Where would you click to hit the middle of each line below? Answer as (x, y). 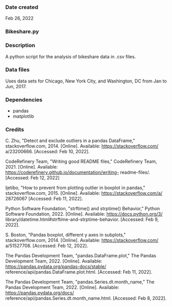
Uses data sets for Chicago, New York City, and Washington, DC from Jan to (86, 81)
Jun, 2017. (16, 86)
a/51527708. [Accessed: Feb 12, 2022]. (47, 246)
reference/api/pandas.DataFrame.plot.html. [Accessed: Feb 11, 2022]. (79, 272)
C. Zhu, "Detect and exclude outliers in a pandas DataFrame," (70, 141)
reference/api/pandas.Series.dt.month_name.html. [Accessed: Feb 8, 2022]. (86, 298)
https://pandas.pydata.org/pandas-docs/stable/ (56, 267)
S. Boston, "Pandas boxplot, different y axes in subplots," (65, 235)
